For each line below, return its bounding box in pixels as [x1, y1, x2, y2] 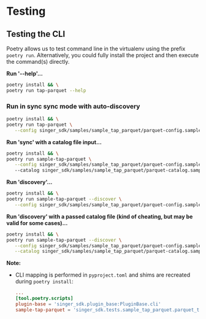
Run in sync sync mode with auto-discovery [6, 102, 140, 110]
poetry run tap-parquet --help [6, 87, 86, 93]
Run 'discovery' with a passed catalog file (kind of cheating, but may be [6, 213, 193, 220]
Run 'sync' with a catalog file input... [6, 138, 102, 145]
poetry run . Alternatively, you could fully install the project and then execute [6, 52, 199, 59]
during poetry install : [15, 278, 74, 285]
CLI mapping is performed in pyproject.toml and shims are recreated [15, 271, 191, 279]
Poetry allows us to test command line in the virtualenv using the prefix [6, 45, 186, 52]
